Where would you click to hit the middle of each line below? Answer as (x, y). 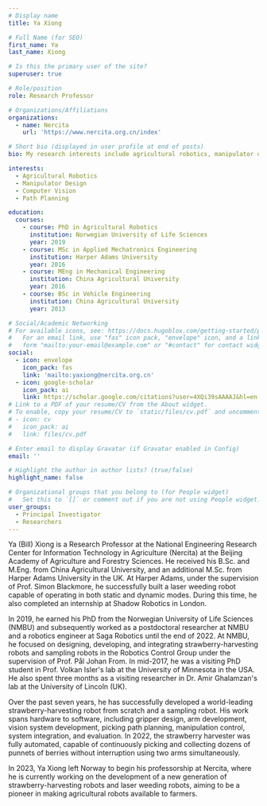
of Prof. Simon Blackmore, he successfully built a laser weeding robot (122, 587)
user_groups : (30, 507)
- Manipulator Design (51, 183)
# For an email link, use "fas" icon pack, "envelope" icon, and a (126, 338)
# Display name (33, 16)
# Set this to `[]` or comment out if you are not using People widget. (135, 499)
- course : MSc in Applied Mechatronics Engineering (110, 249)
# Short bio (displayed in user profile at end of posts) (106, 147)
